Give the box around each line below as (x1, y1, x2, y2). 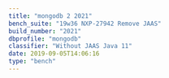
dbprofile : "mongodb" (8, 34, 82, 43)
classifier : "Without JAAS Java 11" (8, 42, 132, 50)
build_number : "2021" (8, 27, 82, 35)
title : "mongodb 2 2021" (8, 11, 93, 20)
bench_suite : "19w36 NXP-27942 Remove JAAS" (8, 19, 162, 28)
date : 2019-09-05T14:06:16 (8, 50, 100, 58)
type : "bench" (8, 58, 57, 66)
